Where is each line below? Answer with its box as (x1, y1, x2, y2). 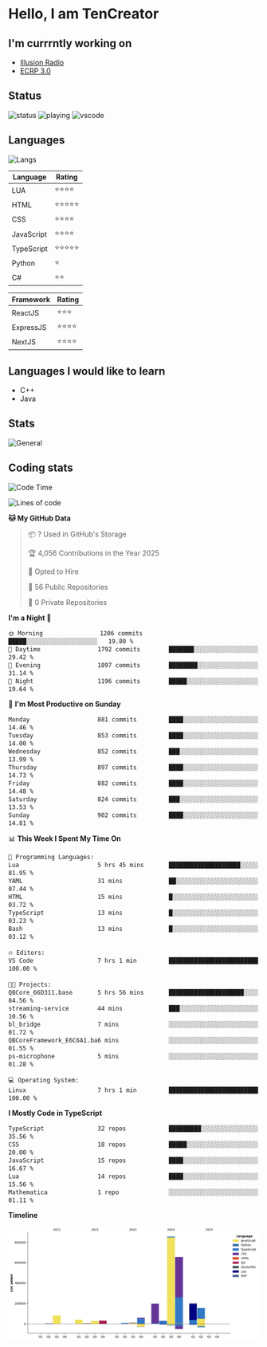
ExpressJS (11, 322, 47, 332)
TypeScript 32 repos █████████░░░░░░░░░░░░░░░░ (8, 1125, 259, 1133)
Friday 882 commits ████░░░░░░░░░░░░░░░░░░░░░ (8, 779, 259, 787)
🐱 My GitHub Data (8, 513, 72, 523)
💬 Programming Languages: (8, 853, 94, 861)
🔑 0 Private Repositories (27, 597, 108, 607)
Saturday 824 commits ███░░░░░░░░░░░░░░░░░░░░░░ (8, 795, 259, 803)
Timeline (8, 1210, 38, 1219)
